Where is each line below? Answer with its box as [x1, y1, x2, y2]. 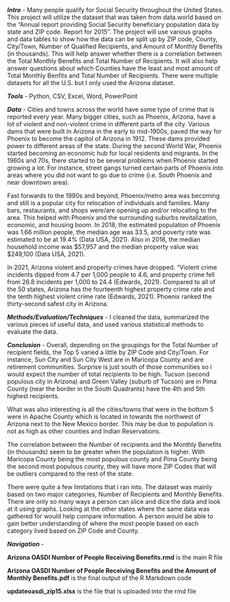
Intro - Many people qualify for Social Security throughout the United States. [7, 6, 224, 14]
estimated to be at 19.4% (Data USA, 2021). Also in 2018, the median [7, 235, 200, 243]
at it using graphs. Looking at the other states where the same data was [7, 505, 210, 513]
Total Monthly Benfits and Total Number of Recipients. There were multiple [7, 71, 218, 80]
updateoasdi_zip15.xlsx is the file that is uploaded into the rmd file [7, 587, 197, 595]
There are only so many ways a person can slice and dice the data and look [7, 498, 221, 505]
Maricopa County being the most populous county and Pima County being [7, 455, 218, 463]
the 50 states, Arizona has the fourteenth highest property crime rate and [7, 285, 215, 293]
